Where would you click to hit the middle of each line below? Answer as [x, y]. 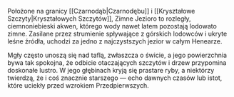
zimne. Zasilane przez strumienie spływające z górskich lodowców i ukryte [117, 34]
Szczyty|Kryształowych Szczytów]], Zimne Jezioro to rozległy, [99, 19]
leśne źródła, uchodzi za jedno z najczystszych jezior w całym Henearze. [115, 41]
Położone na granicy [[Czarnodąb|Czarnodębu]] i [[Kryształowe [101, 11]
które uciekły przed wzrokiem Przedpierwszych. [78, 85]
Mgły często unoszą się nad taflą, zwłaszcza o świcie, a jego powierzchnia [117, 55]
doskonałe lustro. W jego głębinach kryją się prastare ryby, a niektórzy [111, 70]
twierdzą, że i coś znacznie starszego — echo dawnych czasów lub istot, [115, 78]
